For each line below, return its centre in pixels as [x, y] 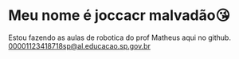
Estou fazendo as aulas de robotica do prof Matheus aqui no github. [119, 37]
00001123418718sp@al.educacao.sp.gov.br [80, 45]
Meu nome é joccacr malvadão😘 [119, 16]
